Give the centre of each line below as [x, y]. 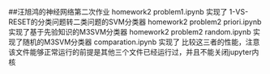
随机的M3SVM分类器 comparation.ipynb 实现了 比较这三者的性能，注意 [141, 42]
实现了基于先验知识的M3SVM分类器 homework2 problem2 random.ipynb [130, 32]
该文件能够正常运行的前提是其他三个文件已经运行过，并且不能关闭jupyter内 [134, 52]
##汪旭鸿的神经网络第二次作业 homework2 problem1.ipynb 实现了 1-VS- [129, 12]
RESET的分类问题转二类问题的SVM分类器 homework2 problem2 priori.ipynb [135, 22]
